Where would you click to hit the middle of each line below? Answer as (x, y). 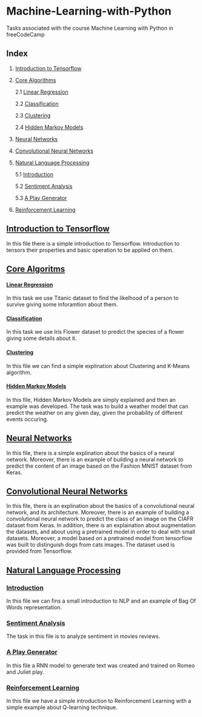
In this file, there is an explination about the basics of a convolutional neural (100, 506)
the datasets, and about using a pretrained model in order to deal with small (101, 532)
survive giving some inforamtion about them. (62, 305)
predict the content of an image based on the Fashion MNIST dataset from (99, 466)
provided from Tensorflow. (39, 551)
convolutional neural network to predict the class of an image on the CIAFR (100, 519)
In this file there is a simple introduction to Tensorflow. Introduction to (93, 243)
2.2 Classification (37, 103)
